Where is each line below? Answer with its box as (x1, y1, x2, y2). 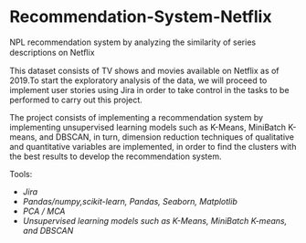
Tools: (9, 168, 33, 179)
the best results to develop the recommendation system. (9, 151, 222, 162)
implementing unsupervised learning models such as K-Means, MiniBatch (9, 121, 286, 132)
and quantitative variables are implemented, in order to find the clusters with (9, 141, 297, 152)
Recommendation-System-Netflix (9, 6, 272, 27)
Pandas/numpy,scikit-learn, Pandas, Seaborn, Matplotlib (22, 195, 237, 206)
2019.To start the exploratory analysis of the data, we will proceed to (9, 75, 268, 86)
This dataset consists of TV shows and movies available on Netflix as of (9, 65, 280, 76)
